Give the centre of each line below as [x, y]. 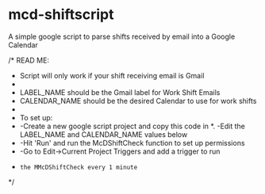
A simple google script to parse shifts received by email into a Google [122, 36]
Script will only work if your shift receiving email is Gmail [112, 75]
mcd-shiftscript [61, 15]
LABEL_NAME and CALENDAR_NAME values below [104, 134]
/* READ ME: [29, 60]
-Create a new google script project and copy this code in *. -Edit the [132, 126]
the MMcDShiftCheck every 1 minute [79, 167]
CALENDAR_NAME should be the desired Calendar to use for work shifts [138, 101]
